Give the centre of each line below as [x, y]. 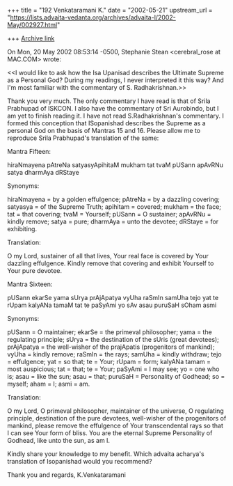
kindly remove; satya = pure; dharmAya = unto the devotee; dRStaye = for [113, 221]
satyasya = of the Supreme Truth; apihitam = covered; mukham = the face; [114, 207]
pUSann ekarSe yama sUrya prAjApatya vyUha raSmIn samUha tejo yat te [113, 298]
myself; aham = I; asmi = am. [49, 384]
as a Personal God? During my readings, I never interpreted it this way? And [115, 80]
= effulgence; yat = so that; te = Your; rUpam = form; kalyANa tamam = [109, 362]
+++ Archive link [31, 38]
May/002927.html [32, 25]
